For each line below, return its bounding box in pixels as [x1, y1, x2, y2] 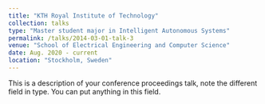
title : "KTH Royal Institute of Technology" [8, 11, 159, 20]
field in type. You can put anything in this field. [8, 86, 161, 96]
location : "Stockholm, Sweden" [8, 57, 113, 65]
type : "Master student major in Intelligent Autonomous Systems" [8, 26, 230, 34]
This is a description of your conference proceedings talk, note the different [8, 78, 258, 88]
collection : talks [8, 19, 69, 27]
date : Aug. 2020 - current [8, 49, 98, 57]
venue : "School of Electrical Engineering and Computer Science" [8, 42, 230, 50]
